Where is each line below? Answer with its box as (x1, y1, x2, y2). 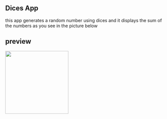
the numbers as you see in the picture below (5, 23, 98, 29)
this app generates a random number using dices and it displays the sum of (5, 17, 162, 23)
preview (5, 37, 31, 46)
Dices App (5, 4, 39, 13)
